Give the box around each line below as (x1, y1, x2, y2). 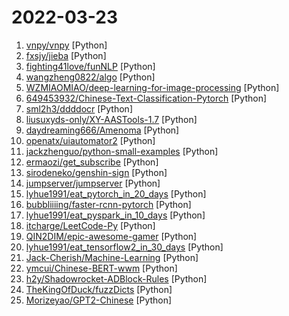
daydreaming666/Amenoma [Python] (25, 124, 180, 136)
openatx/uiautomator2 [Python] (25, 134, 156, 146)
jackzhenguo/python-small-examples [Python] (25, 145, 219, 157)
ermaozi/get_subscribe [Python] (25, 156, 159, 168)
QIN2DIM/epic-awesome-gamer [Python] (25, 230, 198, 242)
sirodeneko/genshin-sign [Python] (25, 166, 168, 178)
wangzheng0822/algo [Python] (25, 71, 156, 83)
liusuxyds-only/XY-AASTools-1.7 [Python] (25, 113, 198, 125)
